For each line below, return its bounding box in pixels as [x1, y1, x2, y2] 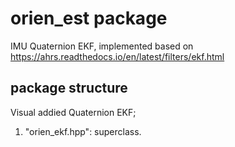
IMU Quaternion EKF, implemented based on [10, 40, 194, 52]
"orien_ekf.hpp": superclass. [24, 125, 142, 137]
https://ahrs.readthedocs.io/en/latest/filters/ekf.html [10, 50, 225, 62]
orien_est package [10, 7, 168, 30]
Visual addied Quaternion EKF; [10, 106, 137, 118]
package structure [10, 80, 128, 97]
